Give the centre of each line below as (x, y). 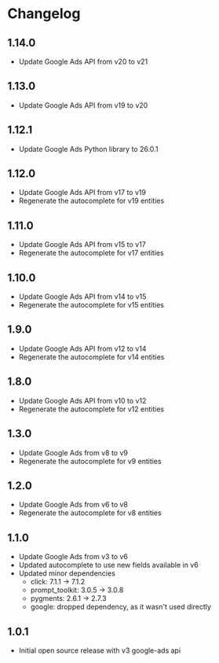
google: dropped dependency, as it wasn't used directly (120, 607)
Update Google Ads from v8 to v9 (73, 452)
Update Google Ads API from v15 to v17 (82, 245)
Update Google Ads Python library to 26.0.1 (88, 149)
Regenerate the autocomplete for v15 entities (91, 305)
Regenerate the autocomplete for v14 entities (91, 357)
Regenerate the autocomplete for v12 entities (91, 409)
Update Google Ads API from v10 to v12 (82, 400)
